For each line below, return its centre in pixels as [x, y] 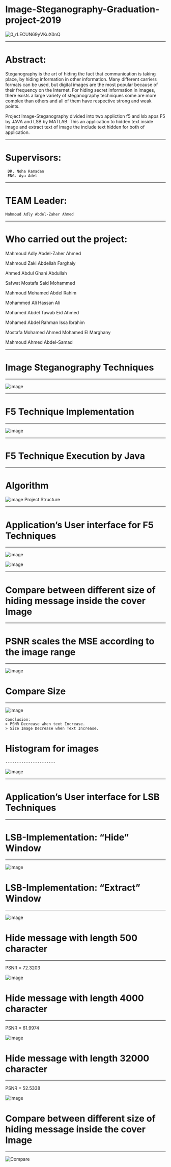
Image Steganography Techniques [80, 367]
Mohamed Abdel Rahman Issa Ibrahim [45, 322]
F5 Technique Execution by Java [75, 456]
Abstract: [26, 60]
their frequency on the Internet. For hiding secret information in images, [80, 90]
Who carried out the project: [66, 239]
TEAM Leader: [36, 201]
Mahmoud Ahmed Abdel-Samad [39, 342]
